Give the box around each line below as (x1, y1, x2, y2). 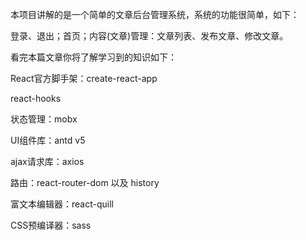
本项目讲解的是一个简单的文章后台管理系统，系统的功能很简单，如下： (10, 9, 300, 20)
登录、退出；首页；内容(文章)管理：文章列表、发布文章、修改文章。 (10, 30, 289, 42)
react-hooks (10, 93, 62, 104)
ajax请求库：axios (10, 156, 85, 167)
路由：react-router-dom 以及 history (10, 177, 160, 188)
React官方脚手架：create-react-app (10, 73, 158, 84)
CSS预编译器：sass (10, 219, 92, 231)
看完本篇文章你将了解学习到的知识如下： (10, 51, 177, 63)
